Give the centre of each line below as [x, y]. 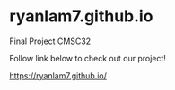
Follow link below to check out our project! [87, 58]
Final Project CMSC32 [50, 41]
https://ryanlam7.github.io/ [58, 75]
